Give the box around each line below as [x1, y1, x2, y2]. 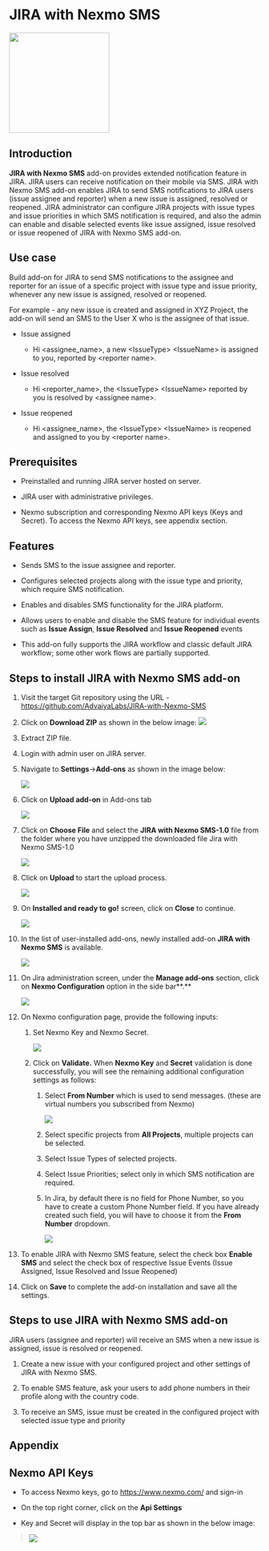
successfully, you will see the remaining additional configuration [32, 1067, 245, 1076]
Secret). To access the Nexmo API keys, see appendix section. [20, 516, 228, 526]
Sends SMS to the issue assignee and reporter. [20, 561, 176, 570]
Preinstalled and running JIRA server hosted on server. [20, 477, 202, 486]
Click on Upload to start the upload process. [20, 873, 167, 882]
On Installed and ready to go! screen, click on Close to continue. [20, 904, 236, 912]
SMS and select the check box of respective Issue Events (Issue [20, 1258, 233, 1267]
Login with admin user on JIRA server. [20, 749, 147, 758]
